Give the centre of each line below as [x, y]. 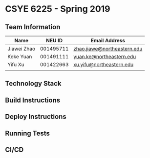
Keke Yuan [20, 57]
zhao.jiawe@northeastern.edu [108, 49]
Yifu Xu [16, 64]
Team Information [33, 27]
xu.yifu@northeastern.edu [103, 64]
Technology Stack [33, 84]
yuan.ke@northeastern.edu [105, 57]
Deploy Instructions [36, 117]
